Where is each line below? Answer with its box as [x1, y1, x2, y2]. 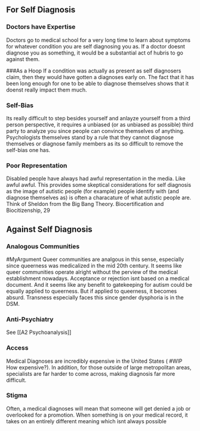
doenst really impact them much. [6, 86, 87, 93]
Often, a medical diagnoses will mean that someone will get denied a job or [6, 405, 191, 412]
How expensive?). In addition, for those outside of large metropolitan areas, [6, 363, 192, 371]
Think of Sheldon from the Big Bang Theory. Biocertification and [6, 201, 164, 208]
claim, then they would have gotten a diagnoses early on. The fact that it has [6, 73, 195, 80]
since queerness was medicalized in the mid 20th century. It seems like [6, 262, 182, 269]
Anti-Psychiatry [6, 315, 54, 323]
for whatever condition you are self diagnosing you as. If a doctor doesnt [6, 43, 185, 50]
